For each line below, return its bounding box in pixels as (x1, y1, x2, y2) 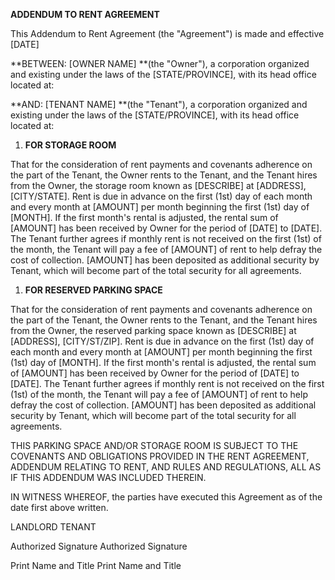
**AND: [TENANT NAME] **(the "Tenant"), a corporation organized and (10, 99, 308, 110)
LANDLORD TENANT (10, 521, 97, 533)
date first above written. (10, 502, 109, 513)
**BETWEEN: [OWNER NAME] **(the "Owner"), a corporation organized (10, 58, 310, 69)
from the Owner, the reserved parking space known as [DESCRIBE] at (10, 325, 297, 336)
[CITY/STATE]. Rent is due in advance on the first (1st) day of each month (10, 190, 313, 202)
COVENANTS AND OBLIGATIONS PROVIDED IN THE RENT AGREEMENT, (10, 450, 310, 462)
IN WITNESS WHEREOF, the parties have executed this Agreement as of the (10, 491, 323, 503)
